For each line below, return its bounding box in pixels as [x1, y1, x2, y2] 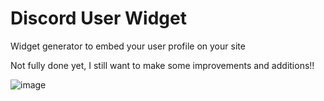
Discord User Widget [10, 7, 187, 30]
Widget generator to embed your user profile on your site [10, 40, 246, 52]
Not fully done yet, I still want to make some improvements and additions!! [10, 59, 315, 71]
